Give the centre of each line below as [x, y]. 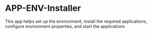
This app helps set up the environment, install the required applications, [76, 21]
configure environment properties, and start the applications [65, 26]
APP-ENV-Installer [43, 8]
